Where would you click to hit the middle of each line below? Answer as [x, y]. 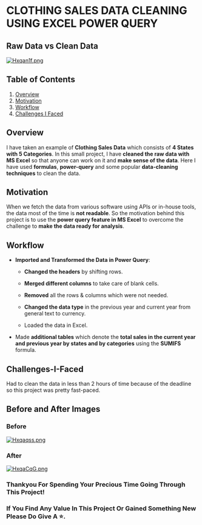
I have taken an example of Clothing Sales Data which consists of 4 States [100, 147]
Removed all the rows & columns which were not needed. [96, 295]
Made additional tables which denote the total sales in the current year [105, 337]
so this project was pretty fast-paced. [53, 390]
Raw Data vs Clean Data [52, 46]
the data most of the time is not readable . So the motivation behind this [96, 213]
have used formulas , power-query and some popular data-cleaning [92, 166]
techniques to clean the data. [43, 173]
